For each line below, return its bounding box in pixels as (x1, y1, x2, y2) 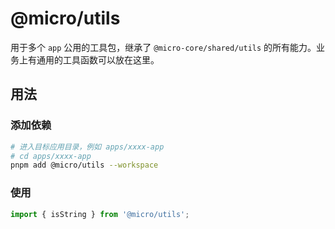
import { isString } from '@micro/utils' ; (10, 209, 190, 219)
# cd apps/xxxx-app (10, 151, 92, 161)
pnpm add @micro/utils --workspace (10, 160, 159, 171)
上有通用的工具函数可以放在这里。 (18, 53, 160, 66)
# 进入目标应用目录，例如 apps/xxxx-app (10, 142, 165, 152)
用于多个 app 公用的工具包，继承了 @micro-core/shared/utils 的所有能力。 (10, 41, 317, 53)
